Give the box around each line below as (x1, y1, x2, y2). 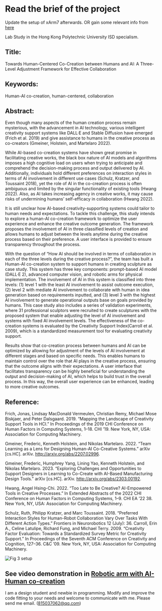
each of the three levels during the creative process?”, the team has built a (5, 256, 153, 262)
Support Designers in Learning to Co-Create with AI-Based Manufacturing (5, 471, 153, 477)
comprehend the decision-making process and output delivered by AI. (5, 165, 145, 171)
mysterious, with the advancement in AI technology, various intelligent (5, 125, 145, 131)
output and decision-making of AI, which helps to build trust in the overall (5, 374, 151, 379)
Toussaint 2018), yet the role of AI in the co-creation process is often (5, 181, 142, 187)
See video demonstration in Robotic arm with (5, 569, 144, 578)
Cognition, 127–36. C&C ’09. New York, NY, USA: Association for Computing (5, 541, 156, 547)
